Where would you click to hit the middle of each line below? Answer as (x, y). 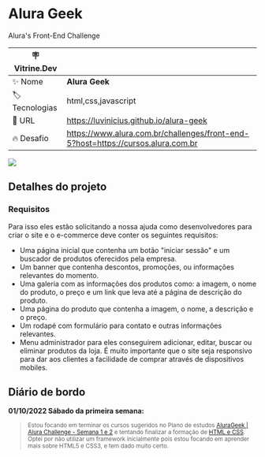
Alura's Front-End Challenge (54, 35)
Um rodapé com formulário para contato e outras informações (121, 325)
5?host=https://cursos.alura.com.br (132, 143)
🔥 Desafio (30, 138)
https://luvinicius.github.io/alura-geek (137, 121)
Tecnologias (35, 107)
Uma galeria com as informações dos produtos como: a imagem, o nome (138, 284)
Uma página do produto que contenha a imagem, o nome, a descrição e (136, 309)
